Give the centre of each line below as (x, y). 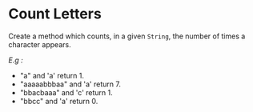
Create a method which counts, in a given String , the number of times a (127, 36)
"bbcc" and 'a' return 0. (59, 101)
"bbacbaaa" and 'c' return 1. (66, 92)
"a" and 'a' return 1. (52, 75)
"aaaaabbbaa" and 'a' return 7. (70, 84)
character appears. (40, 44)
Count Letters (55, 14)
